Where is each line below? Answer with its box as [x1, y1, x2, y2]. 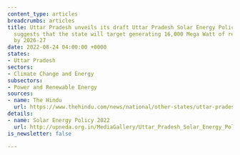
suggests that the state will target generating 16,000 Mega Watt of [14, 30, 225, 38]
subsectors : [7, 76, 43, 84]
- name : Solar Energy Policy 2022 [7, 116, 111, 124]
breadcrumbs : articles [7, 17, 75, 24]
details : [7, 110, 34, 117]
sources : [7, 90, 34, 97]
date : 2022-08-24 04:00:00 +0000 [7, 44, 107, 51]
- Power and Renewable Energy [7, 84, 98, 91]
